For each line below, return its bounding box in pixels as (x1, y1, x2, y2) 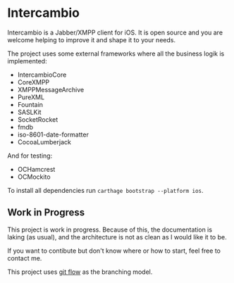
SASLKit (17, 108, 42, 116)
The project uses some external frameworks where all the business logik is (7, 49, 225, 58)
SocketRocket (17, 115, 58, 124)
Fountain (17, 100, 44, 108)
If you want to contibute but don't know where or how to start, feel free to (7, 246, 221, 255)
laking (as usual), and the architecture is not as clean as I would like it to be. (7, 232, 227, 241)
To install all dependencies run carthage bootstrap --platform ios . (7, 186, 204, 194)
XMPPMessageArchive (17, 85, 85, 94)
